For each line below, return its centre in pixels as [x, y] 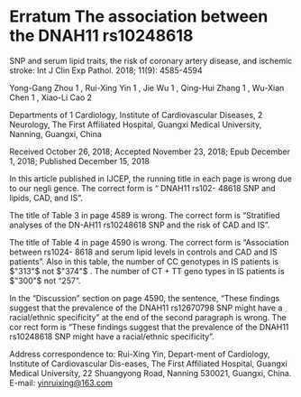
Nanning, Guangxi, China [55, 134]
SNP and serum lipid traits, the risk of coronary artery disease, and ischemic [151, 60]
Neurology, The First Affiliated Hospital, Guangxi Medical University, [136, 125]
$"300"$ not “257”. [45, 281]
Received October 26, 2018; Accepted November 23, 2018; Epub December [150, 152]
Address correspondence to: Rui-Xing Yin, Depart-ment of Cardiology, [140, 354]
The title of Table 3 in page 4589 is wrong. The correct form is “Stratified [145, 215]
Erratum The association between [139, 17]
